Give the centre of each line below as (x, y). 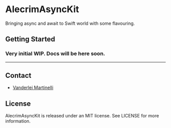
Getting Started (30, 39)
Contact (18, 76)
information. (18, 121)
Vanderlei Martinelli (33, 88)
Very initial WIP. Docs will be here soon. (55, 54)
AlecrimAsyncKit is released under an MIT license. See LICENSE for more (82, 116)
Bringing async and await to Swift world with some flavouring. (70, 23)
